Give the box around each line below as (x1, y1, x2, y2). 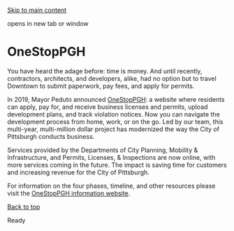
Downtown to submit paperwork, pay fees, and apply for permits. (7, 82, 195, 90)
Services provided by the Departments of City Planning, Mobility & (7, 146, 198, 154)
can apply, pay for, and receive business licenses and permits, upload (7, 103, 208, 111)
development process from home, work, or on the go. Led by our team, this (7, 117, 224, 126)
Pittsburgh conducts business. (7, 132, 95, 140)
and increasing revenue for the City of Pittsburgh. (7, 167, 150, 177)
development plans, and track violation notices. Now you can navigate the (7, 110, 220, 118)
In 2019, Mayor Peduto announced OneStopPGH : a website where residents (7, 95, 225, 103)
